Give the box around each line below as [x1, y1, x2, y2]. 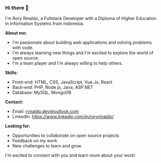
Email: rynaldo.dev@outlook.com [12, 108, 79, 114]
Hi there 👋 [5, 4, 29, 11]
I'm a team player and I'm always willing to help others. [12, 61, 123, 66]
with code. [12, 45, 34, 51]
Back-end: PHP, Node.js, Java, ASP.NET [12, 84, 93, 90]
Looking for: [5, 123, 31, 129]
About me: [5, 30, 27, 36]
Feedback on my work [12, 138, 57, 143]
